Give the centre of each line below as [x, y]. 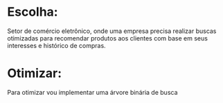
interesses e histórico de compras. [56, 45]
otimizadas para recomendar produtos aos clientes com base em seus [107, 38]
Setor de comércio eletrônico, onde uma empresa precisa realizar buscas [112, 31]
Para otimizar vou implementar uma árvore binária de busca [92, 92]
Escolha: [33, 12]
